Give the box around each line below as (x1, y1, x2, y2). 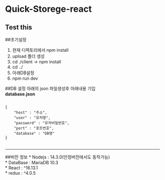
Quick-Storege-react (5, 3, 92, 15)
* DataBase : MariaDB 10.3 (5, 160, 58, 165)
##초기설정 (5, 37, 27, 42)
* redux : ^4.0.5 (5, 170, 36, 176)
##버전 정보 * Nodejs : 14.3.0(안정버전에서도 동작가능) (5, 154, 110, 160)
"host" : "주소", (14, 110, 48, 115)
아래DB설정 (12, 70, 34, 76)
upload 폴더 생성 (12, 53, 45, 59)
